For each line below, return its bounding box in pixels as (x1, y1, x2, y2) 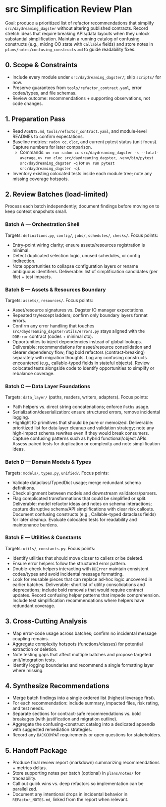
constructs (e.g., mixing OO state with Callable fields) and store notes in (5, 41, 154, 47)
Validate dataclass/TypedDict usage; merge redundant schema (12, 479, 141, 486)
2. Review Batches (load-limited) (5, 190, 108, 199)
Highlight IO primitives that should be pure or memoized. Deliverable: (12, 419, 154, 426)
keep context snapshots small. (5, 208, 67, 214)
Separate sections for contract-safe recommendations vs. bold (12, 710, 141, 717)
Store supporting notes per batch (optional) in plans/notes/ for (12, 770, 141, 776)
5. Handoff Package (5, 746, 67, 755)
